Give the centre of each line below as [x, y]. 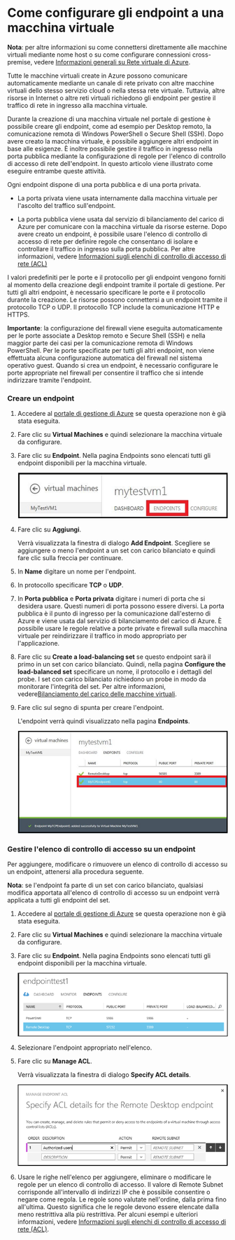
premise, [20, 62]
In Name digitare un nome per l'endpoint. [77, 571]
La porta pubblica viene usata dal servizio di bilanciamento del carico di [121, 219]
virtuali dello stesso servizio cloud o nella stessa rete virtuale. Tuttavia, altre [116, 90]
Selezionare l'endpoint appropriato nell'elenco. [85, 1047]
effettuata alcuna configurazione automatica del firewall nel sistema [105, 358]
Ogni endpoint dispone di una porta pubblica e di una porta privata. [104, 184]
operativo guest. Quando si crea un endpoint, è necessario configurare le [113, 365]
